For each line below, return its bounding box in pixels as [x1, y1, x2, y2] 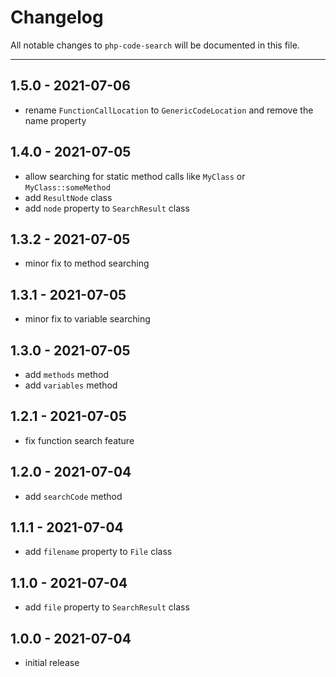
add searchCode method [24, 490, 123, 502]
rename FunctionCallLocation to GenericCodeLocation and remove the [24, 104, 314, 116]
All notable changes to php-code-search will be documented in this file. [10, 39, 300, 51]
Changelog [10, 6, 104, 29]
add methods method [24, 369, 110, 380]
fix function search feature [24, 434, 135, 446]
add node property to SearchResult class [24, 202, 190, 214]
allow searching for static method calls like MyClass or [24, 170, 246, 182]
